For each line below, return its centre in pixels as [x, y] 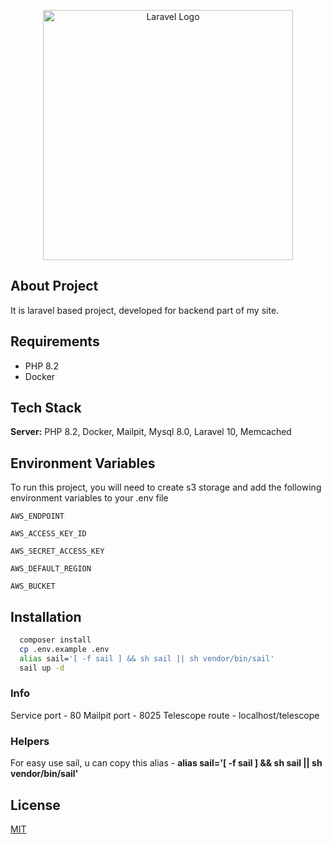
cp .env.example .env [64, 649]
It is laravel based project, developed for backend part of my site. [145, 310]
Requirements [55, 341]
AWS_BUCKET [33, 586]
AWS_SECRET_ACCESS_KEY [57, 551]
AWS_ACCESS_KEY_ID [48, 534]
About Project [54, 286]
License [35, 805]
